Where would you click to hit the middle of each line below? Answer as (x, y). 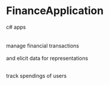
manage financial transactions (43, 46)
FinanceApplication (55, 11)
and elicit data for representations (47, 58)
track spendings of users (36, 76)
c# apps (16, 27)
